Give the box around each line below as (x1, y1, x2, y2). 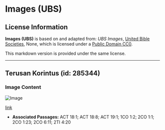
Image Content (5, 84, 42, 91)
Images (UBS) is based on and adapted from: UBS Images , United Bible (5, 36, 150, 42)
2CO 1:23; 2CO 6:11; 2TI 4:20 (12, 119, 71, 125)
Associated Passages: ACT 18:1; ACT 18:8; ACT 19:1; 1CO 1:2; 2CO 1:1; (12, 114, 155, 120)
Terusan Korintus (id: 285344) (5, 69, 101, 78)
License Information (5, 23, 68, 31)
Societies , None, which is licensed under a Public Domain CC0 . (5, 41, 133, 47)
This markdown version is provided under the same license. (5, 50, 126, 56)
